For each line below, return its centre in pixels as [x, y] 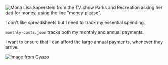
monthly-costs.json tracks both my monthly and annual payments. [75, 32]
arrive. [12, 47]
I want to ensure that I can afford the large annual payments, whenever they [84, 42]
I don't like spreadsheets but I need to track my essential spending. [75, 23]
